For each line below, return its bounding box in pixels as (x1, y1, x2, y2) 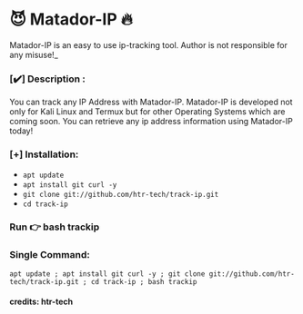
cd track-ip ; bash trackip (90, 277, 197, 286)
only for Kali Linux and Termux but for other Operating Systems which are (9, 106, 286, 117)
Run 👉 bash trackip (9, 221, 100, 233)
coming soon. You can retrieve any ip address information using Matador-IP (9, 116, 293, 127)
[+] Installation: (9, 148, 79, 161)
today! (9, 125, 34, 136)
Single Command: (9, 249, 91, 261)
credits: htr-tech (9, 296, 74, 308)
